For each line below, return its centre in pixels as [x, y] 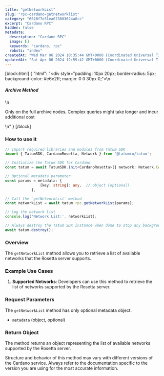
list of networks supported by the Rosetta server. [61, 287]
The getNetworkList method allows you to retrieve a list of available [73, 253]
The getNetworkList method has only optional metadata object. [68, 310]
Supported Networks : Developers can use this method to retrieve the [82, 282]
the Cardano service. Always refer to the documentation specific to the [76, 363]
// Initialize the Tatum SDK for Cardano [48, 163]
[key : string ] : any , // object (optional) [85, 185]
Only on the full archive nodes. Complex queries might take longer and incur [82, 112]
